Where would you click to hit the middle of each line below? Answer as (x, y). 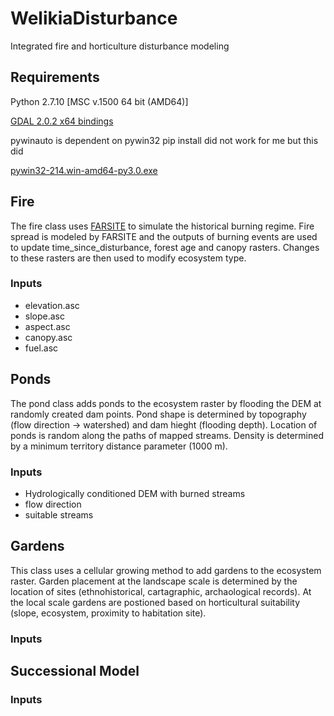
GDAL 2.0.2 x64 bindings (62, 121)
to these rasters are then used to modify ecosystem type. (128, 258)
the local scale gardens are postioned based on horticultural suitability (155, 602)
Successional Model (75, 671)
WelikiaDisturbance (94, 18)
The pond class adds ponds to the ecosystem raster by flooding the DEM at (166, 403)
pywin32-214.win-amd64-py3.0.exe (84, 170)
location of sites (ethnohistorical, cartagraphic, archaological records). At (161, 591)
